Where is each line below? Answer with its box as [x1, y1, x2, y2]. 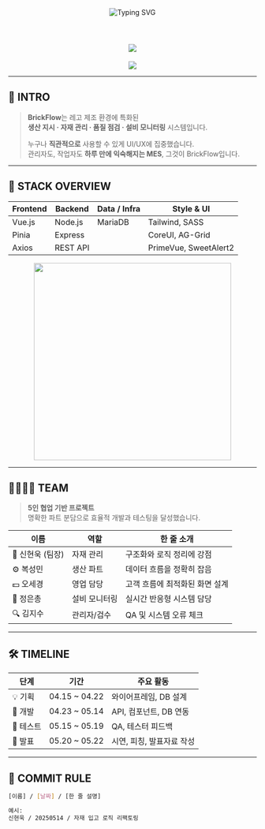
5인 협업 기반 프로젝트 [27, 503, 95, 513]
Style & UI [172, 203, 211, 214]
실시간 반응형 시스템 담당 [125, 593, 212, 604]
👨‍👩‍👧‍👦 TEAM [8, 481, 69, 495]
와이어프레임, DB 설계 [111, 692, 188, 703]
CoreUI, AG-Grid [147, 229, 211, 240]
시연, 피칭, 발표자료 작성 [111, 736, 196, 747]
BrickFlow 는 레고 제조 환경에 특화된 [27, 112, 140, 121]
